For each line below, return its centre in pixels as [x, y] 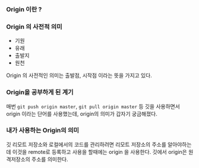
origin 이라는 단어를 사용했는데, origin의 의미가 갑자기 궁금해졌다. [82, 114]
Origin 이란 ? [24, 9]
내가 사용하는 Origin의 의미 [42, 130]
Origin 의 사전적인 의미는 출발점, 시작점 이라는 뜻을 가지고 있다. [79, 76]
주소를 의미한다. [50, 159]
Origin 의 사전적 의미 [34, 27]
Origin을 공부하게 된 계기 [40, 92]
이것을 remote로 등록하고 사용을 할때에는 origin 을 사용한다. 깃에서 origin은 [99, 151]
